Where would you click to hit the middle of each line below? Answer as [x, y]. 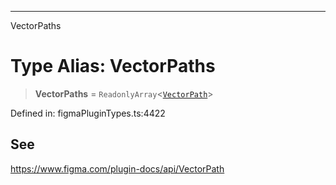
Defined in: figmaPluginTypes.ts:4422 [88, 113]
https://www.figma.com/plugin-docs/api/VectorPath [117, 168]
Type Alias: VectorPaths [113, 66]
